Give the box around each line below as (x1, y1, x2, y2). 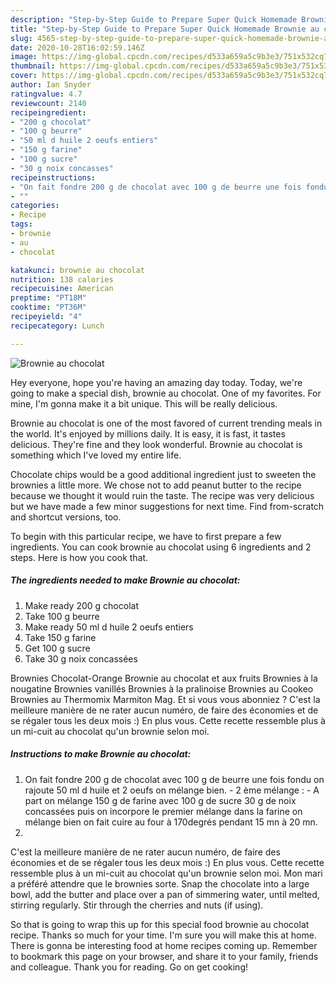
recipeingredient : (10, 107, 87, 118)
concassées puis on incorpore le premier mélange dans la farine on (24, 805, 303, 817)
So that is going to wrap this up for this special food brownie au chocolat (10, 918, 310, 930)
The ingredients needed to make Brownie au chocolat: (10, 574, 241, 586)
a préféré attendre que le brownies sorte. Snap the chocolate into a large (10, 877, 310, 890)
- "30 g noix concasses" (10, 163, 114, 173)
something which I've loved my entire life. (10, 449, 182, 461)
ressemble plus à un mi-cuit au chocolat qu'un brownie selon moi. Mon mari (10, 867, 323, 879)
